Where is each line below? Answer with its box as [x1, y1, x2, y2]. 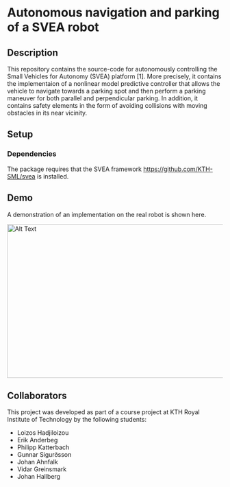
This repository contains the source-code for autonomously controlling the [7, 65, 218, 73]
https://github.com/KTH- [143, 165, 214, 173]
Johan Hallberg [16, 473, 60, 481]
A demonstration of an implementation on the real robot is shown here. [7, 210, 207, 218]
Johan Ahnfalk [16, 458, 58, 466]
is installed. [36, 172, 69, 180]
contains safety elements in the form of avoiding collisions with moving [7, 102, 207, 109]
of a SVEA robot [7, 19, 99, 35]
